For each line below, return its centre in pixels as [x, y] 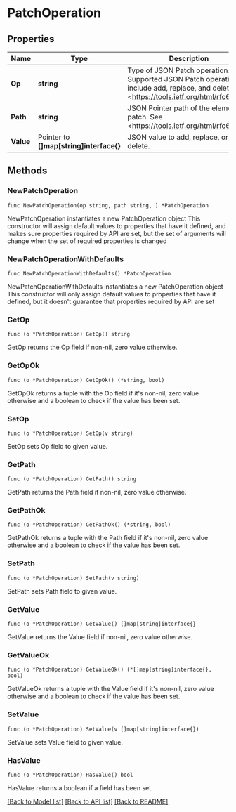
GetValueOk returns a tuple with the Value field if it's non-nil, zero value [111, 689]
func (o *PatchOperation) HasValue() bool [70, 775]
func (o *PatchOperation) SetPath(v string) [73, 578]
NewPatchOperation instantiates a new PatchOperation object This [104, 218]
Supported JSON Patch [166, 79]
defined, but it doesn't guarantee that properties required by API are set [111, 301]
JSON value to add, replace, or [178, 137]
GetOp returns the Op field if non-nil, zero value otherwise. [92, 347]
